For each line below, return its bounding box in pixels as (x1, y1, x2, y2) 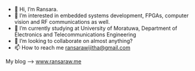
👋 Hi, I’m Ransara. (14, 6, 58, 13)
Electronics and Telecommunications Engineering (14, 31, 136, 38)
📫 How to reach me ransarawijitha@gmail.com (14, 44, 131, 51)
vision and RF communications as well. (14, 18, 110, 25)
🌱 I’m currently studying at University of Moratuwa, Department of (14, 24, 178, 32)
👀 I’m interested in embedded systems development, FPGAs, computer (14, 12, 189, 19)
